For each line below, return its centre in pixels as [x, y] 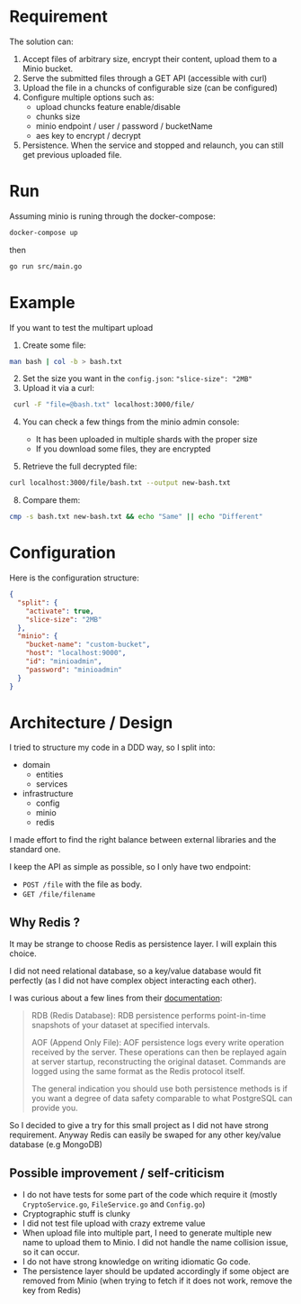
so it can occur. [51, 1252]
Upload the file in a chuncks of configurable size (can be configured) [150, 87]
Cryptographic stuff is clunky [76, 1214]
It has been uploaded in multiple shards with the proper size [146, 440]
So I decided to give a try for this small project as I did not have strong [139, 1126]
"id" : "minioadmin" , [64, 661]
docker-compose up [44, 233]
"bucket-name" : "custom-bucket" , [88, 645]
